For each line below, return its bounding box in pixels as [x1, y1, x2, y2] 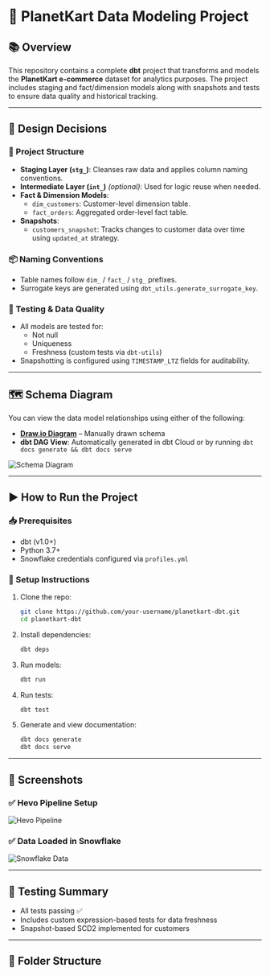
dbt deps [19, 645, 50, 653]
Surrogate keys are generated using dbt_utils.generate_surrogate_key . [19, 283, 259, 293]
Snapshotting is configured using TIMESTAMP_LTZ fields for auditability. [19, 356, 251, 365]
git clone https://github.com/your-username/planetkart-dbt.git [19, 607, 240, 616]
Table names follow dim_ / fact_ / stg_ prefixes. [19, 274, 178, 284]
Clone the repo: [19, 592, 72, 602]
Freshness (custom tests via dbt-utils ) [31, 348, 162, 357]
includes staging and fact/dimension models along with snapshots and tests [8, 83, 260, 92]
